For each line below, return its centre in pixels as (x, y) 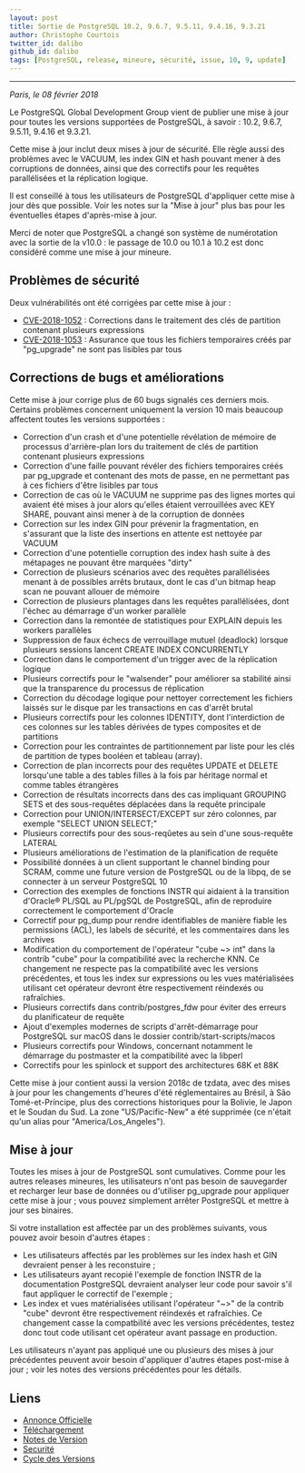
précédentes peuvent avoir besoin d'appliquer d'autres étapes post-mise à (149, 1360)
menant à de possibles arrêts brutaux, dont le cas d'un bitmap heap (149, 581)
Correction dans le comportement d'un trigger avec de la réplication (150, 659)
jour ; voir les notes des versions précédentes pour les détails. (126, 1369)
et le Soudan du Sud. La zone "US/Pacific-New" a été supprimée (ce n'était (151, 1112)
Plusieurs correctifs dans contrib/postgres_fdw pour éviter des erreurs (154, 1007)
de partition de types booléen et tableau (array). (112, 755)
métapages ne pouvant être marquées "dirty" (108, 562)
